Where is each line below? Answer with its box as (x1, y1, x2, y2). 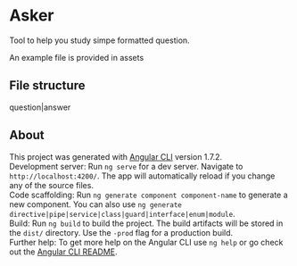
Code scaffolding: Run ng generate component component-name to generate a (9, 189, 288, 200)
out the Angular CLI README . (9, 246, 118, 257)
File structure (9, 78, 86, 94)
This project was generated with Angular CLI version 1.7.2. (9, 151, 223, 162)
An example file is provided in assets (9, 52, 144, 62)
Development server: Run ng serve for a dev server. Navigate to (9, 161, 243, 171)
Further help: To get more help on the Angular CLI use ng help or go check (9, 237, 284, 247)
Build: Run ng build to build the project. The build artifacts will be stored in (9, 218, 284, 229)
